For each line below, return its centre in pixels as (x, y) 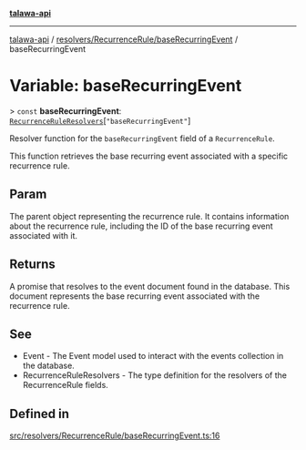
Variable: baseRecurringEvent (126, 86)
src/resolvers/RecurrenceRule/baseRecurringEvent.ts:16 (115, 435)
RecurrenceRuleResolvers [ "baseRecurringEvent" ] (100, 120)
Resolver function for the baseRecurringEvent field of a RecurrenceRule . (142, 138)
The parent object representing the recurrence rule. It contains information (149, 216)
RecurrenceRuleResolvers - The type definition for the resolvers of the (154, 375)
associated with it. (44, 235)
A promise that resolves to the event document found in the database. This (150, 286)
